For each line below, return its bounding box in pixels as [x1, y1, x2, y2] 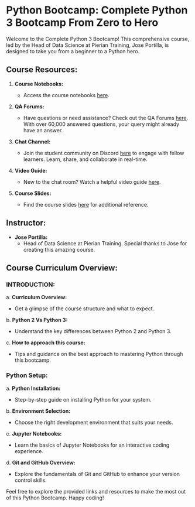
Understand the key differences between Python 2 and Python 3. [14, 328, 172, 335]
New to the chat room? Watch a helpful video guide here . [23, 178, 161, 185]
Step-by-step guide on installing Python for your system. [14, 396, 152, 403]
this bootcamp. [14, 357, 52, 364]
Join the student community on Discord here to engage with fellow [23, 149, 184, 156]
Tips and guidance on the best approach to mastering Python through [14, 351, 183, 358]
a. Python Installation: [6, 385, 61, 392]
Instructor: [6, 218, 46, 228]
